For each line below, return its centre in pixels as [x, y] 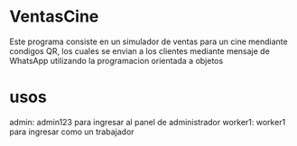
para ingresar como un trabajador [72, 132]
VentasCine [54, 17]
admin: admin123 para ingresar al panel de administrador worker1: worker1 [148, 122]
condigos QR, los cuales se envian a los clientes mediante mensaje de [140, 50]
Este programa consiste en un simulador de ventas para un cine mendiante [148, 41]
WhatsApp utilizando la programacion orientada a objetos [116, 60]
